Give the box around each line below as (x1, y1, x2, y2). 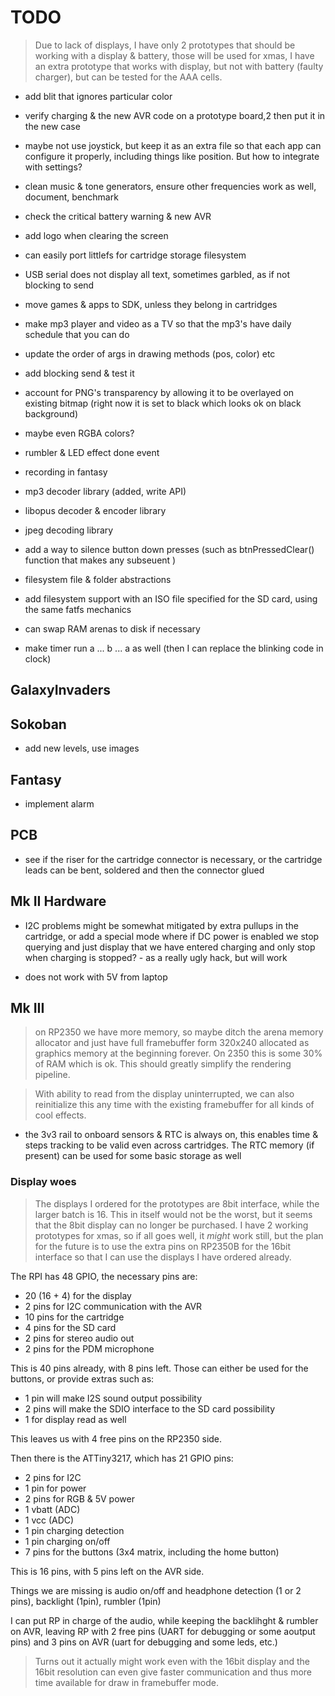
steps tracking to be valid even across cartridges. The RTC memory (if (24, 1139, 315, 1151)
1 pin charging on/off (24, 1535, 111, 1547)
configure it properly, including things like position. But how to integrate (24, 150, 320, 162)
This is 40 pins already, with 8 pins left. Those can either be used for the (10, 1362, 309, 1374)
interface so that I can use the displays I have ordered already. (34, 1251, 292, 1263)
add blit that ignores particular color (24, 90, 173, 102)
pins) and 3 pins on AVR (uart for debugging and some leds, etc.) (10, 1636, 278, 1648)
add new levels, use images (24, 742, 140, 755)
